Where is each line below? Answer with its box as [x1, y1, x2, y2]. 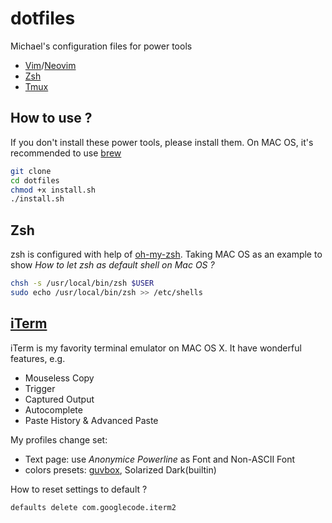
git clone [10, 166, 52, 176]
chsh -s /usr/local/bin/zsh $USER [10, 278, 155, 289]
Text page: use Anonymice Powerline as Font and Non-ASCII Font [24, 453, 296, 465]
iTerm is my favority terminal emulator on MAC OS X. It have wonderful [10, 342, 302, 354]
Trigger [24, 382, 56, 394]
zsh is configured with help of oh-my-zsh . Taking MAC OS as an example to [10, 248, 323, 261]
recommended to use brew [10, 147, 122, 159]
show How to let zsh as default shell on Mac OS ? [10, 259, 215, 271]
